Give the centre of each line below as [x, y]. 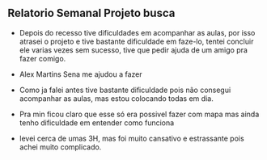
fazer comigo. [42, 58]
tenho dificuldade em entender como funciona [97, 122]
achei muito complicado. [60, 147]
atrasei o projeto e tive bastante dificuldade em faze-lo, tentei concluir [136, 41]
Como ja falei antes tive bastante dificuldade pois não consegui [125, 90]
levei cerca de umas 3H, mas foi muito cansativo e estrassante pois [131, 138]
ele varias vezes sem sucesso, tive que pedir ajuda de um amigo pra [133, 50]
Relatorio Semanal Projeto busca [91, 13]
